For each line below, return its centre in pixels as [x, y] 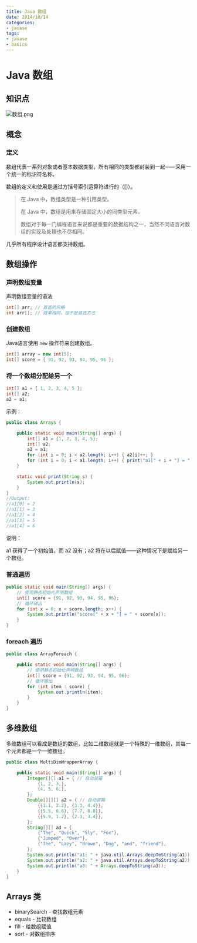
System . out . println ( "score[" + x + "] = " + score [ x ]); [97, 615]
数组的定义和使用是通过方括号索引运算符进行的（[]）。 [71, 187]
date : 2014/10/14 [27, 17]
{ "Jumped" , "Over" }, [62, 839]
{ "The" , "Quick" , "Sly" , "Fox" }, [78, 833]
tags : [13, 34]
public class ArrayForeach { [42, 654]
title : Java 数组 [26, 11]
